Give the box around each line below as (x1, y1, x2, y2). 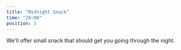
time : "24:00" (6, 15, 43, 21)
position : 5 (6, 20, 37, 26)
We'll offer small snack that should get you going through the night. (6, 37, 176, 45)
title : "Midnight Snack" (6, 9, 69, 15)
